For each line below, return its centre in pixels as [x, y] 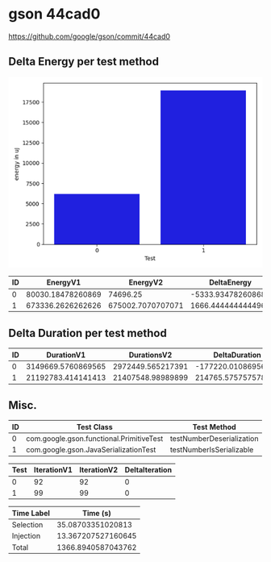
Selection [27, 525]
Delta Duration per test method [88, 333]
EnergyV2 [146, 282]
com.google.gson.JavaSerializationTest [91, 450]
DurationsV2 [150, 355]
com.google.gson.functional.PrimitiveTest [95, 439]
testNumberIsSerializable [212, 450]
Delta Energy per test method [84, 62]
